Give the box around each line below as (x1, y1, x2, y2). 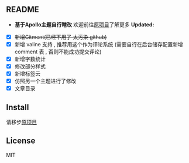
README (6, 5, 39, 15)
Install (6, 102, 29, 112)
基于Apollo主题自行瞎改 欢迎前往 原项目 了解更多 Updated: (14, 21, 154, 28)
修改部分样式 (14, 63, 46, 70)
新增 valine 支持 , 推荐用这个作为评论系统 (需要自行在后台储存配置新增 (14, 40, 183, 47)
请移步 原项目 (6, 118, 37, 125)
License (6, 136, 36, 146)
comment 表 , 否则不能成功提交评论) (14, 48, 102, 55)
